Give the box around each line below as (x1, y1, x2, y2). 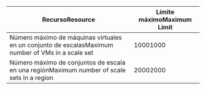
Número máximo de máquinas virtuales (9, 33, 123, 41)
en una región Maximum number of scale (9, 66, 126, 74)
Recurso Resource (42, 15, 96, 24)
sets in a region (9, 74, 54, 81)
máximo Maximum (138, 15, 192, 24)
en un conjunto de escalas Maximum (9, 41, 113, 49)
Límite (156, 8, 175, 16)
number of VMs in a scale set (9, 49, 94, 57)
